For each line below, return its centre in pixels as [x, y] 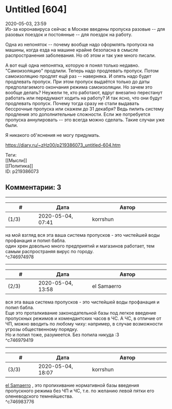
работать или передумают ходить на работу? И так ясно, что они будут [84, 98]
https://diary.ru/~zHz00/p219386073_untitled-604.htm [63, 145]
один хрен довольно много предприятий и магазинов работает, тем [80, 246]
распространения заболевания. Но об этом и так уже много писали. [81, 55]
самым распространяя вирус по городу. [49, 251]
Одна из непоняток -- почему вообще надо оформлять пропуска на [80, 44]
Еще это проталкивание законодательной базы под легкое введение [81, 313]
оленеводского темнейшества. [39, 396]
